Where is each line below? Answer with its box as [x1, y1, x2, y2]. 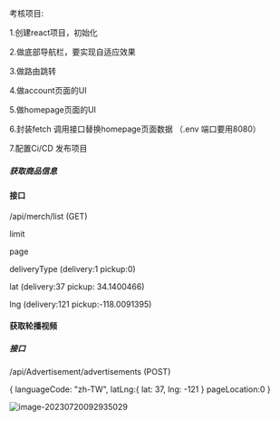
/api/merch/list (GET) [9, 210, 88, 221]
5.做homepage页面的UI [9, 104, 97, 115]
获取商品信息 [9, 165, 57, 176]
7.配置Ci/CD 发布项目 [9, 143, 88, 153]
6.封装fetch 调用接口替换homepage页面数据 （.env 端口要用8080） [9, 123, 261, 134]
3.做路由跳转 [9, 66, 57, 76]
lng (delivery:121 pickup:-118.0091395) [9, 299, 152, 309]
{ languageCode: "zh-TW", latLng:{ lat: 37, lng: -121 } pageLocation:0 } [9, 384, 271, 395]
